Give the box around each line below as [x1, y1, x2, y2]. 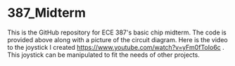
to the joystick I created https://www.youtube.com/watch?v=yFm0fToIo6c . [7, 43, 225, 51]
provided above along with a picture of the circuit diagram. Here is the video [7, 35, 228, 44]
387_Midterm [7, 5, 86, 21]
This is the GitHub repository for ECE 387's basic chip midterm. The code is [7, 28, 227, 37]
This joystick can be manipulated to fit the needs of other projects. [7, 51, 201, 59]
